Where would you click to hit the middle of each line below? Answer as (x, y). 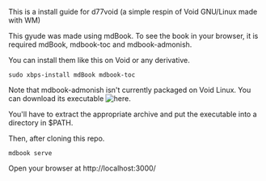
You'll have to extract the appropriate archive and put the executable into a (133, 114)
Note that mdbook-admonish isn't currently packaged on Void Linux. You (130, 90)
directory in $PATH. (41, 123)
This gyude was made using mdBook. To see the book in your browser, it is (133, 36)
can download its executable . (70, 99)
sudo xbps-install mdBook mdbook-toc (72, 75)
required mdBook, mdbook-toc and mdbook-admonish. (100, 44)
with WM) (25, 20)
